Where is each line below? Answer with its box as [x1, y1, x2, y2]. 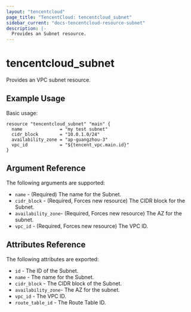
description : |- [6, 25, 47, 32]
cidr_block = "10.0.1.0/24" [11, 131, 100, 137]
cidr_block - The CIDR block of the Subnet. [14, 280, 122, 287]
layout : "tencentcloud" [6, 8, 66, 15]
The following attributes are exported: [6, 255, 99, 262]
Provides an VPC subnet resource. [6, 76, 91, 84]
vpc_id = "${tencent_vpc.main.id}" [11, 141, 130, 148]
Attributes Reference [6, 240, 86, 250]
